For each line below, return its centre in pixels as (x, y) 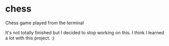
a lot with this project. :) (30, 38)
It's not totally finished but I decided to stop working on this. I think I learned (85, 32)
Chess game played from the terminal (45, 23)
